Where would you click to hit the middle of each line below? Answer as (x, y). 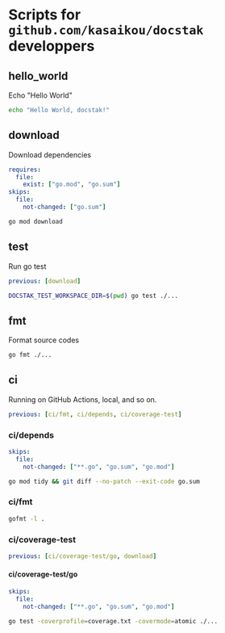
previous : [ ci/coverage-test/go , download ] (83, 556)
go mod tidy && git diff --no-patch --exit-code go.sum (104, 481)
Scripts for (45, 15)
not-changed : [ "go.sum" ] (65, 208)
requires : (25, 170)
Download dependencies (50, 154)
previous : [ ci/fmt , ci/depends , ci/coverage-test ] (95, 414)
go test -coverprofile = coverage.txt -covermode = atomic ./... (113, 621)
